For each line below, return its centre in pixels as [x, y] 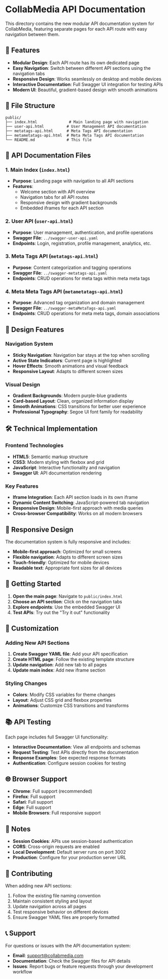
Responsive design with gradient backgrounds [69, 203]
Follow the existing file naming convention [56, 895]
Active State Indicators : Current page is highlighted [67, 360]
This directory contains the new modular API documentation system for [80, 23]
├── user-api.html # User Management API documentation [76, 126]
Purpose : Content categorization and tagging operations [72, 267]
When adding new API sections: [39, 886]
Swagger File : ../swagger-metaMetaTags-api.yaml [64, 308]
